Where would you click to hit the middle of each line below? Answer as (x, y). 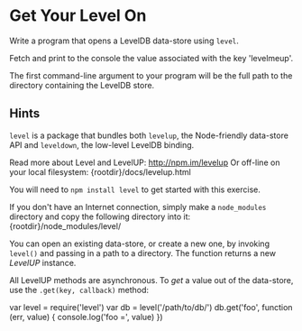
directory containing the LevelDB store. (82, 85)
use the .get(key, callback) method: (79, 290)
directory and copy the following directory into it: (100, 216)
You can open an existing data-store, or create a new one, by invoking (140, 244)
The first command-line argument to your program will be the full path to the (151, 75)
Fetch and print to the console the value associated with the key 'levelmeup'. (151, 58)
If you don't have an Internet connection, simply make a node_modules (138, 207)
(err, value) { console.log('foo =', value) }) (87, 317)
